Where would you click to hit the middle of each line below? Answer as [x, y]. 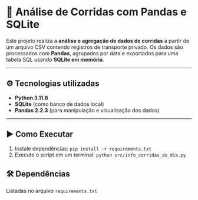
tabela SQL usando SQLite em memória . [55, 59]
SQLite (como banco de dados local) [59, 104]
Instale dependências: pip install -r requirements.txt [83, 148]
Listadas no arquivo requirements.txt [52, 191]
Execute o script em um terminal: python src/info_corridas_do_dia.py [100, 155]
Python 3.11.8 [31, 98]
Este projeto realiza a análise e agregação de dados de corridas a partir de [98, 41]
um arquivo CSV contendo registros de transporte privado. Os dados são [95, 47]
